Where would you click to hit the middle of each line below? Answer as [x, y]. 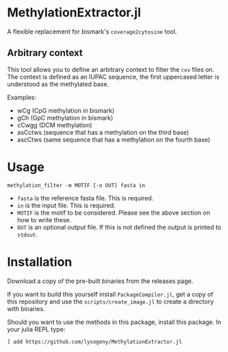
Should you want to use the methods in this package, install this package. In [114, 322]
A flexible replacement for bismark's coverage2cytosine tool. [92, 31]
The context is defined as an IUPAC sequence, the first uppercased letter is [113, 77]
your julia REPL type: [36, 329]
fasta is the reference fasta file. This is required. [85, 198]
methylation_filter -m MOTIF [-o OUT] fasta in [76, 185]
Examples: [22, 97]
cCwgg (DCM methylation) [54, 125]
